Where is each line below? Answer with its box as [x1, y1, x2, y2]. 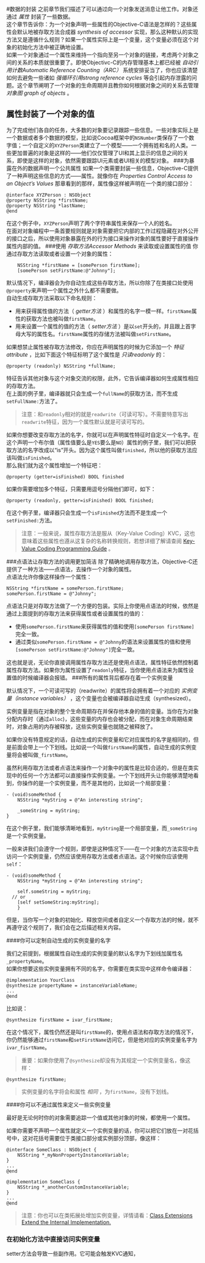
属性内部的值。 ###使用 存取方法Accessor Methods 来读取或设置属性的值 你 [6, 242, 198, 249]
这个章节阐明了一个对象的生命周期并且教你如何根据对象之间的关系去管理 [16, 82, 199, 89]
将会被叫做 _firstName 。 [11, 751, 71, 758]
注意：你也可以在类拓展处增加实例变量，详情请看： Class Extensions [21, 1212, 193, 1219]
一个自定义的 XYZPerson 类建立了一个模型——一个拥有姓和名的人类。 [22, 141, 192, 148]
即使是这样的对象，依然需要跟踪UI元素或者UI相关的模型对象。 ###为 [16, 156, 189, 164]
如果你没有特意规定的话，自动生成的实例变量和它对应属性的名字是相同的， [6, 736, 193, 743]
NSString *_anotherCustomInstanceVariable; [17, 1184, 130, 1190]
